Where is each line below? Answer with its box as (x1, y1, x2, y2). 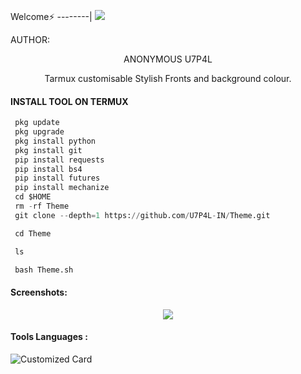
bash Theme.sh (14, 265, 74, 275)
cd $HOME (14, 192, 52, 202)
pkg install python (14, 136, 97, 146)
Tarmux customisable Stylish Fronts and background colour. (44, 73, 292, 84)
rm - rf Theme (14, 201, 70, 212)
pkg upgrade (14, 127, 65, 137)
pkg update (14, 118, 60, 128)
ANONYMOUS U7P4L (123, 53, 213, 65)
